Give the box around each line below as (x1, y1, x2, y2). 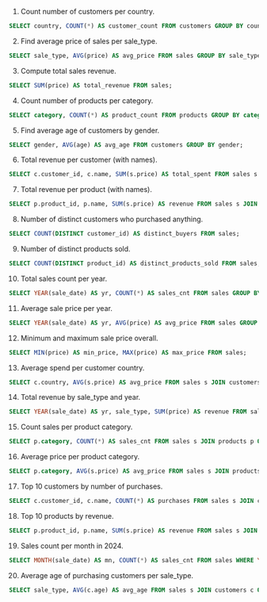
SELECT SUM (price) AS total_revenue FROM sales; (9, 81, 173, 90)
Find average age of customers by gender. (20, 125, 160, 135)
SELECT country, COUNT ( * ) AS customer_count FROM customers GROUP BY (9, 22, 244, 30)
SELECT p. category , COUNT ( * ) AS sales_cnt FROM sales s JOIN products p (9, 438, 254, 446)
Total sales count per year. (20, 274, 108, 283)
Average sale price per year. (20, 303, 113, 313)
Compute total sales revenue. (20, 66, 117, 75)
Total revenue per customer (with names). (20, 155, 158, 165)
